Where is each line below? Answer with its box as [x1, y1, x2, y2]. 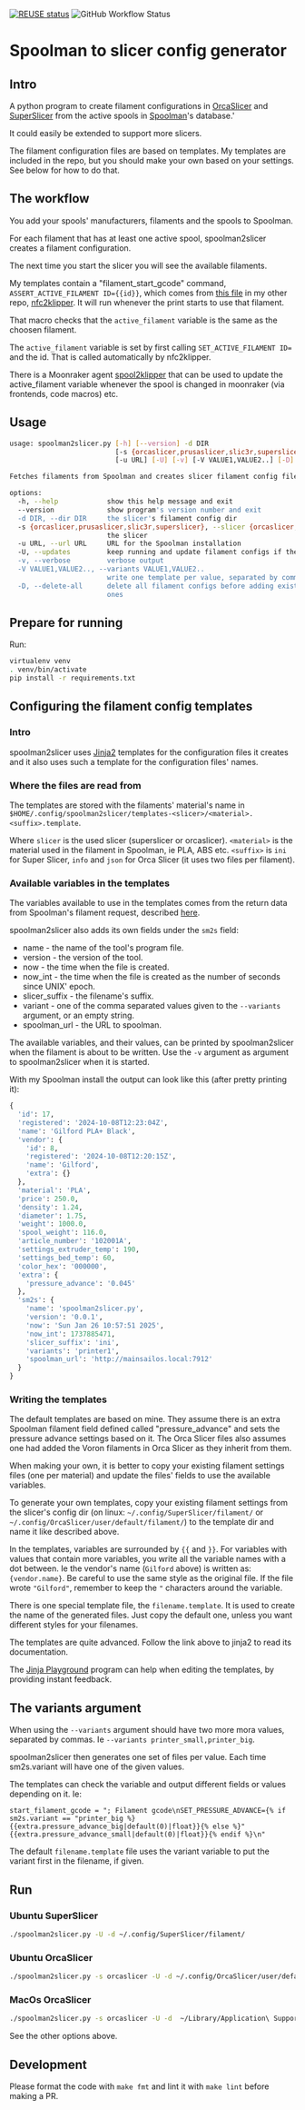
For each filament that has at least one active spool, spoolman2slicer [9, 233, 267, 244]
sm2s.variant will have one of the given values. [9, 1761, 185, 1772]
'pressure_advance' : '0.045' [25, 1279, 136, 1288]
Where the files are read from [9, 779, 142, 791]
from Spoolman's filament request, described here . [9, 907, 201, 918]
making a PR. [9, 2090, 59, 2101]
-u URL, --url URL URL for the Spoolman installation [17, 539, 242, 549]
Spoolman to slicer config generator [9, 41, 288, 61]
